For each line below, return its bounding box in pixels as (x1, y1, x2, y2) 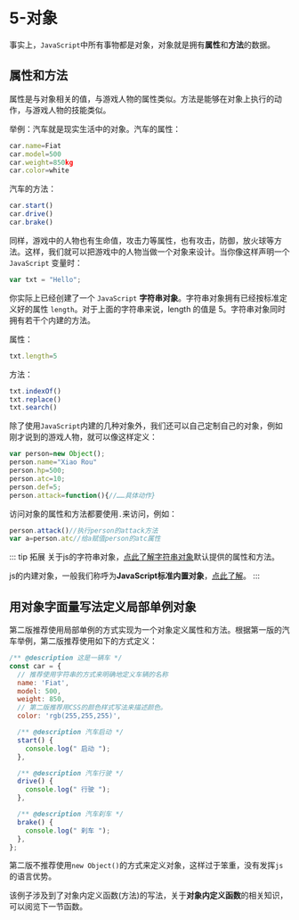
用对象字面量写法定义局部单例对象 (9, 599, 197, 614)
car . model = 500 (9, 149, 62, 159)
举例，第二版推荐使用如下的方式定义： (16, 635, 158, 647)
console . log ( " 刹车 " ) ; (25, 826, 111, 835)
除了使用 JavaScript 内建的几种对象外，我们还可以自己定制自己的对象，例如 (9, 420, 283, 431)
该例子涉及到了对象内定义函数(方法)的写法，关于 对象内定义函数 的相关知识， (9, 890, 288, 901)
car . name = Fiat (9, 141, 62, 150)
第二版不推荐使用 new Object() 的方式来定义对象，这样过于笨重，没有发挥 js (9, 860, 284, 871)
